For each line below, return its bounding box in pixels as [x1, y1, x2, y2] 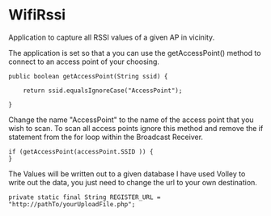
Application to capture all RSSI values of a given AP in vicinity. [8, 32, 215, 42]
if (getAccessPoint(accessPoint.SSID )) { [8, 147, 154, 155]
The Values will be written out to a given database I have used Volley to [8, 168, 246, 179]
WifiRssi [8, 6, 66, 24]
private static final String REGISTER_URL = [8, 193, 161, 201]
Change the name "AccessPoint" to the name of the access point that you [8, 115, 254, 125]
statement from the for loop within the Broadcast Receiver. [8, 132, 204, 142]
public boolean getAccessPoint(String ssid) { [8, 72, 168, 80]
